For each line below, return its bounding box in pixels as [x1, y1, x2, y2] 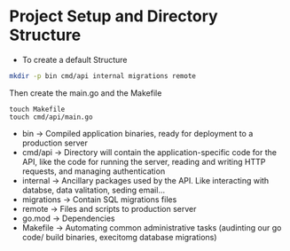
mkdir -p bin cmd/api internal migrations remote [9, 71, 197, 81]
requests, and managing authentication [21, 166, 166, 176]
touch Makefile [9, 105, 66, 114]
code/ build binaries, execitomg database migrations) [21, 231, 217, 242]
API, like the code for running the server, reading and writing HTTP [21, 156, 266, 167]
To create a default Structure [21, 54, 128, 65]
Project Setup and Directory [9, 6, 219, 27]
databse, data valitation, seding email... [21, 184, 166, 195]
